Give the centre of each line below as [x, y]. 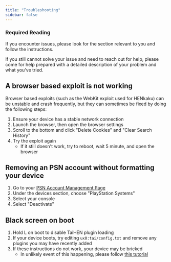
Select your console [34, 199]
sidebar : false [22, 15]
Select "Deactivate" [34, 204]
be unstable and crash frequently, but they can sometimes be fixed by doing [86, 104]
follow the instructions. [29, 49]
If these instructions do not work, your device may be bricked [78, 249]
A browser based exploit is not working [69, 86]
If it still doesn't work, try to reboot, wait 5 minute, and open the [87, 146]
